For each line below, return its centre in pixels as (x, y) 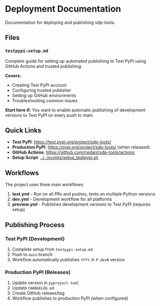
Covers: (13, 75)
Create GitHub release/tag (38, 293)
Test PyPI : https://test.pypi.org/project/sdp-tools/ (62, 142)
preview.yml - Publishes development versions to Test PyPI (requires (81, 204)
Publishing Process (35, 225)
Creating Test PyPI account (39, 85)
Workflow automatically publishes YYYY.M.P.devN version (68, 259)
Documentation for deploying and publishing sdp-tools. (60, 22)
